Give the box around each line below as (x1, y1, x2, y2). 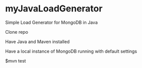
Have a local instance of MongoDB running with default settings (5, 48, 137, 54)
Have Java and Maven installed (5, 38, 70, 45)
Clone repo (5, 29, 29, 35)
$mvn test (5, 58, 26, 64)
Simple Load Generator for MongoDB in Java (5, 19, 98, 25)
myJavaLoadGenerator (5, 3, 103, 14)
